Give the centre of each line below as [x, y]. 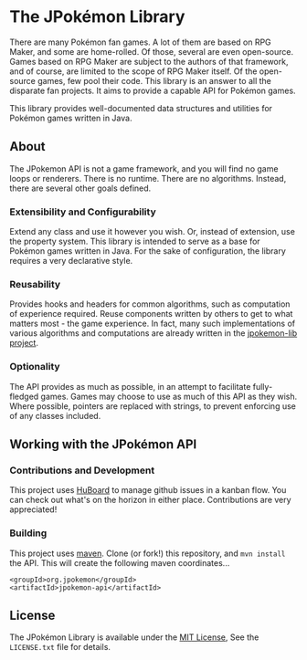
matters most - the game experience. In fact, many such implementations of [152, 324]
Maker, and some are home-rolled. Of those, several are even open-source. [152, 51]
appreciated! [33, 509]
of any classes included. [55, 415]
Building [28, 533]
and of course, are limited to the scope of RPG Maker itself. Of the [133, 71]
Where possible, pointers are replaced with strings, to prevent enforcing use [153, 406]
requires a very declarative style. [71, 261]
